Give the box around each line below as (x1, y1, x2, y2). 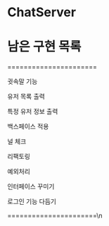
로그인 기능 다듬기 (7, 197, 56, 206)
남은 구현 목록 (7, 39, 82, 55)
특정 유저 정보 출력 (7, 107, 58, 116)
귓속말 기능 (7, 77, 38, 85)
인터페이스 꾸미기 (7, 182, 55, 191)
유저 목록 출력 (7, 93, 46, 101)
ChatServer (7, 4, 76, 20)
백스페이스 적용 (7, 122, 49, 131)
